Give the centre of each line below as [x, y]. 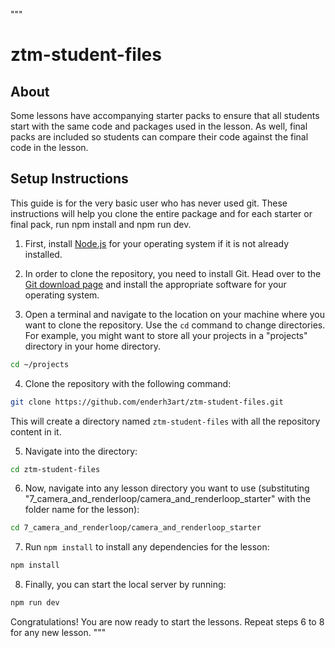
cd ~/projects [40, 364]
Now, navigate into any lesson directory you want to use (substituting [167, 488]
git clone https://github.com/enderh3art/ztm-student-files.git [147, 402]
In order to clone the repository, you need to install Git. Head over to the [173, 273]
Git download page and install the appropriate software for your [155, 284]
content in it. [36, 431]
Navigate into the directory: [81, 451]
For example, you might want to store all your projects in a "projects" [166, 335]
